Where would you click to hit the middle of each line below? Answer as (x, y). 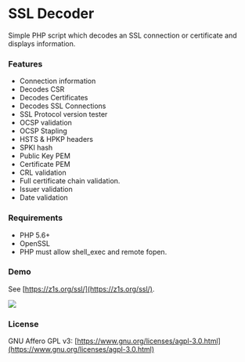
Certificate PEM (45, 165)
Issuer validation (46, 190)
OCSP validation (46, 123)
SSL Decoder (51, 14)
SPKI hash (36, 148)
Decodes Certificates (54, 98)
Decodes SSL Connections (63, 106)
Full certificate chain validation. (70, 181)
